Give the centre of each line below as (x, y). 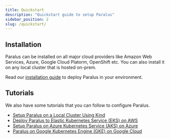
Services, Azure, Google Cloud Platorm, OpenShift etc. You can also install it (85, 62)
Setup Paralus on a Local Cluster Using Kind (59, 115)
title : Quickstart (25, 10)
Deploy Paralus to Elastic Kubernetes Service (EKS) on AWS (75, 120)
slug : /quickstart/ (26, 24)
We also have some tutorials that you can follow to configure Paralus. (78, 105)
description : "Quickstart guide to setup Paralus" (60, 15)
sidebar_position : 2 (27, 19)
